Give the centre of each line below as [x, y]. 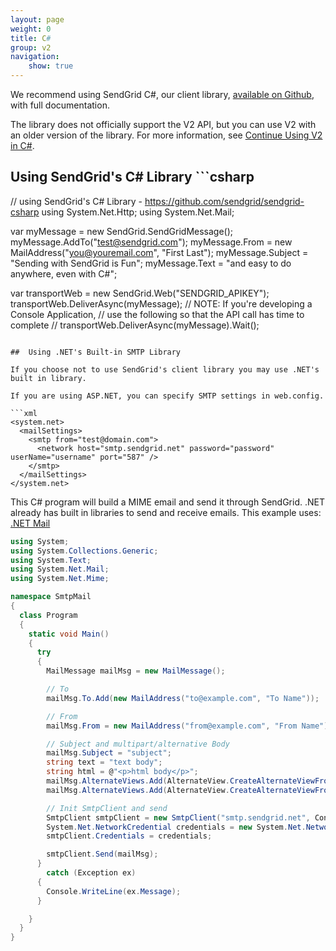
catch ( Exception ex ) [91, 873]
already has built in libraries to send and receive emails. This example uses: [166, 512]
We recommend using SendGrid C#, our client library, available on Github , [162, 94]
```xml [24, 413]
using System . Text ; [51, 560]
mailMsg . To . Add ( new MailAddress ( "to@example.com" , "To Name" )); [183, 698]
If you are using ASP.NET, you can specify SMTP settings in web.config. [167, 396]
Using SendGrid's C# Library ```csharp [132, 177]
